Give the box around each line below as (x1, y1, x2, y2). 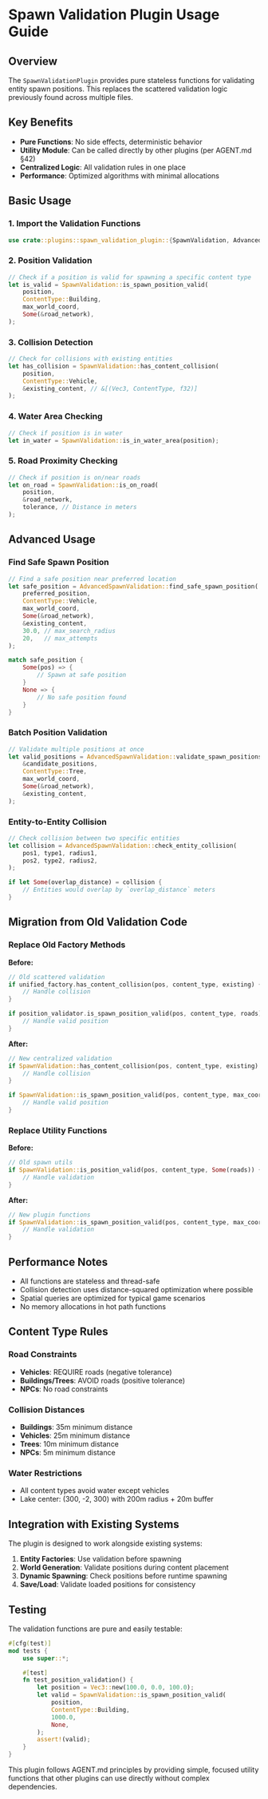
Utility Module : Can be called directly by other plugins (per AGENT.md (19, 145, 253, 155)
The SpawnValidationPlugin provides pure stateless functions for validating (8, 76, 255, 85)
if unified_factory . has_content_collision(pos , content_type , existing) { (8, 981, 262, 989)
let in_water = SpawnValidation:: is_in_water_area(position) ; (8, 436, 219, 444)
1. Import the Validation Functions (8, 218, 141, 229)
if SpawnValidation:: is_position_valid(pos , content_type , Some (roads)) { (8, 1166, 262, 1174)
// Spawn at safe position (37, 671, 127, 679)
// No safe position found (37, 693, 127, 701)
